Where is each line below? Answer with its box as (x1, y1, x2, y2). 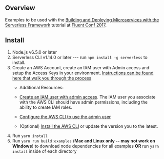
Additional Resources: (19, 84, 64, 90)
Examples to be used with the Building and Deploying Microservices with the (5, 17, 159, 22)
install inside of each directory (12, 148, 77, 154)
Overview (5, 4, 36, 12)
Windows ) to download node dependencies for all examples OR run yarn (12, 143, 159, 149)
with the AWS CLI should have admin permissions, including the (19, 99, 148, 105)
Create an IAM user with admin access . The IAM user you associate (19, 94, 156, 99)
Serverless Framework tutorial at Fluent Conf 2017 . (5, 22, 107, 28)
